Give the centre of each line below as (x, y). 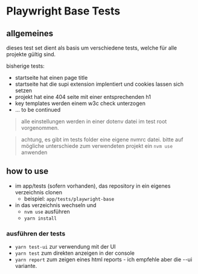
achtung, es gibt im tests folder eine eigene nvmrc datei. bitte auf (102, 139)
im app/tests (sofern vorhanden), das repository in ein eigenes (93, 186)
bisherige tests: (26, 66)
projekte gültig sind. (31, 54)
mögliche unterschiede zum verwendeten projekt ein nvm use (97, 146)
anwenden (34, 152)
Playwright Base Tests (63, 11)
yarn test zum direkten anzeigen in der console (75, 253)
